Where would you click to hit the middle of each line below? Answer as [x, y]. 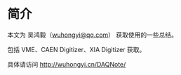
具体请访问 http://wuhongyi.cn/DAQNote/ [67, 64]
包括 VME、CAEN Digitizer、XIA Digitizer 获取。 [76, 49]
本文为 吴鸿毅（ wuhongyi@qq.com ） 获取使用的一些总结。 [92, 35]
